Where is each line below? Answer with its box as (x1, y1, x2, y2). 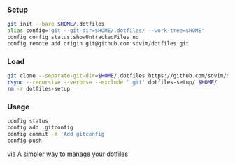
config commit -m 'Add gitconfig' (7, 130, 108, 137)
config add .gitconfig (7, 124, 73, 131)
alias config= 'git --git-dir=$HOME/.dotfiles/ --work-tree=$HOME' (7, 27, 205, 34)
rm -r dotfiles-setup (7, 85, 71, 92)
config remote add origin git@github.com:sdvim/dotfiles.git (7, 40, 190, 47)
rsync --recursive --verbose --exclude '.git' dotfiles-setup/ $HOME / (7, 79, 218, 86)
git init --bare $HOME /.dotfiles (7, 21, 105, 28)
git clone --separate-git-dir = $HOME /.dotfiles (7, 72, 145, 79)
